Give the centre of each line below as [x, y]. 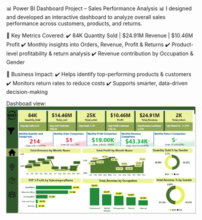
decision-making [27, 92]
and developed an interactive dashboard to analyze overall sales [86, 17]
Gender [16, 62]
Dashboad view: [26, 103]
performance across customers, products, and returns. [74, 23]
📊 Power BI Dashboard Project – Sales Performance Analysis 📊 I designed [99, 8]
